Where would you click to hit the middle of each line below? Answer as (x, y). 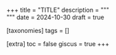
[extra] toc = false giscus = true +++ (58, 44)
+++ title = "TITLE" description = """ (58, 10)
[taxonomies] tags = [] (38, 31)
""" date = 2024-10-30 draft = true (55, 17)
